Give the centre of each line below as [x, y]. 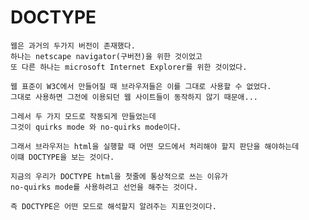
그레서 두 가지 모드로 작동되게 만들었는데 [83, 116]
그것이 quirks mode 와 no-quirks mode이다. [96, 127]
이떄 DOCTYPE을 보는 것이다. [62, 157]
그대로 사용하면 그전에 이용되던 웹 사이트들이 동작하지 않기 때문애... [134, 97]
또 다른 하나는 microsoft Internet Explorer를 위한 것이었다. [129, 67]
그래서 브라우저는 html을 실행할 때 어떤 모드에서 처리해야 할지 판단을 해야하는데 [155, 146]
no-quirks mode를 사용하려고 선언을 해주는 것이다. [104, 187]
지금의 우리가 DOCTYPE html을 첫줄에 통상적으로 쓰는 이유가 [119, 176]
